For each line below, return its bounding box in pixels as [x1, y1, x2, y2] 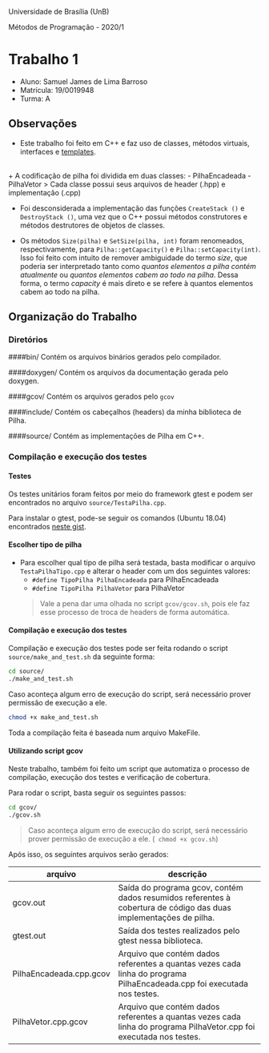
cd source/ [8, 667, 45, 675]
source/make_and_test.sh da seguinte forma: [8, 652, 155, 661]
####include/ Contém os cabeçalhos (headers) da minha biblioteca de [8, 408, 242, 417]
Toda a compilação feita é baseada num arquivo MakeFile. [8, 728, 201, 738]
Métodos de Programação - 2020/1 [8, 22, 125, 31]
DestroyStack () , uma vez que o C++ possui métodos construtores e [19, 211, 248, 221]
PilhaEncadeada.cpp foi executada [118, 978, 249, 989]
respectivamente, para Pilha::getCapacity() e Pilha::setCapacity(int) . [19, 244, 261, 254]
